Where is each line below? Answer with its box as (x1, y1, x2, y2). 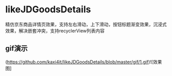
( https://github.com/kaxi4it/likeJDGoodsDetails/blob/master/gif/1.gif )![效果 (5, 59, 162, 65)
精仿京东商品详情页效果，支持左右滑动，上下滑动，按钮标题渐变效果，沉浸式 (5, 21, 167, 27)
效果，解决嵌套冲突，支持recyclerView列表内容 (5, 27, 105, 34)
